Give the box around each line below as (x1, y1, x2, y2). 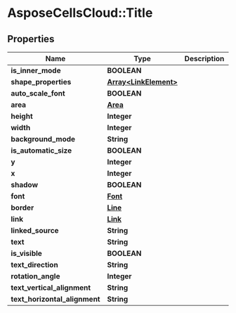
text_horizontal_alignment (11, 294, 100, 304)
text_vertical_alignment (11, 283, 91, 293)
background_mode (11, 134, 76, 143)
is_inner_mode (11, 65, 61, 75)
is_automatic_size (11, 146, 72, 155)
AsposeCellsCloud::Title (7, 5, 153, 21)
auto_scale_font (11, 89, 65, 98)
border (11, 203, 34, 212)
